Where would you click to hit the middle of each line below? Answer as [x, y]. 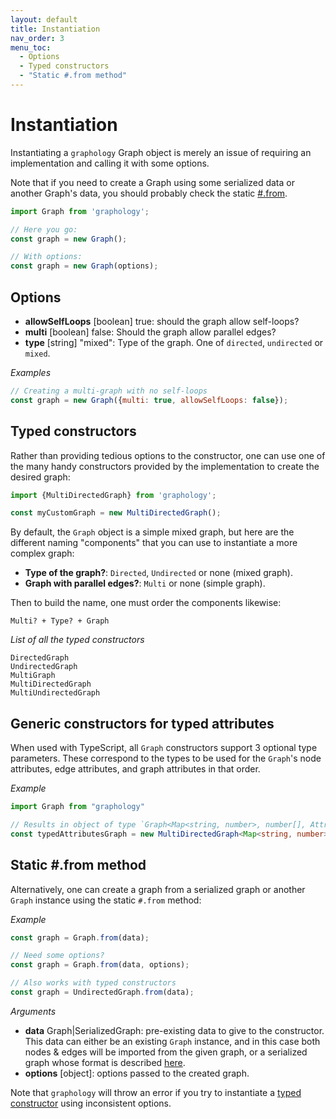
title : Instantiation [55, 29]
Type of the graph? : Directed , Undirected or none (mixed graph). [158, 573]
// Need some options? [57, 956]
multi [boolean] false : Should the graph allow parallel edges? [150, 332]
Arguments [33, 1011]
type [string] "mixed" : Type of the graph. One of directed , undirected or [174, 342]
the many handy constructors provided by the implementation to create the [165, 466]
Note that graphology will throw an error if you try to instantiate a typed [156, 1092]
